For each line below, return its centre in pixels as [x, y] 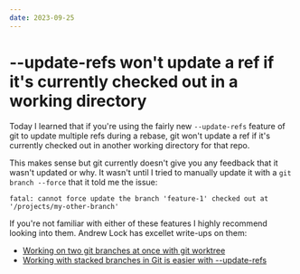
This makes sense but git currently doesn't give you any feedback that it [144, 163]
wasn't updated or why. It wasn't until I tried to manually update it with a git [150, 172]
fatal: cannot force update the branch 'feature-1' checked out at [139, 198]
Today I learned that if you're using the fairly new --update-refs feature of [148, 126]
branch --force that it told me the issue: [84, 182]
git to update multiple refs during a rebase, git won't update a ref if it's [140, 136]
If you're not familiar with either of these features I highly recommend [139, 223]
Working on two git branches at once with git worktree [124, 250]
